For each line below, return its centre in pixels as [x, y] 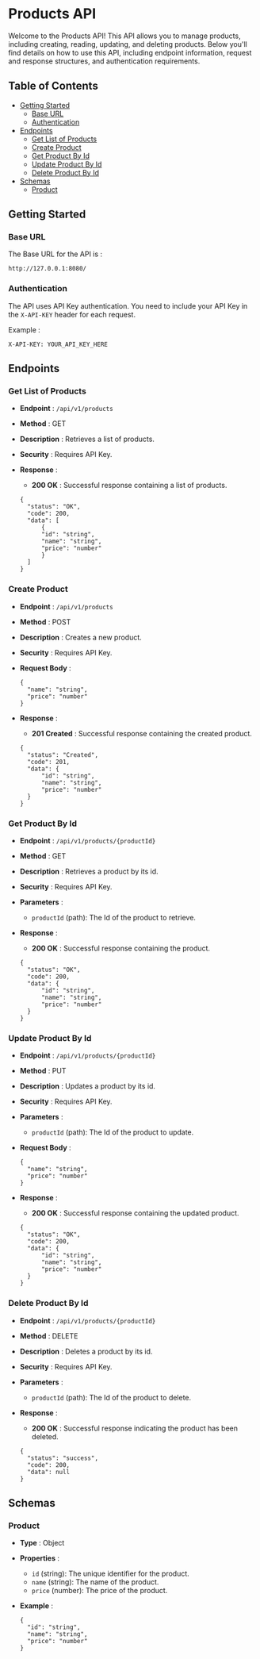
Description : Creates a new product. [81, 637]
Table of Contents [54, 86]
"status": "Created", [63, 755]
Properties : [40, 1558]
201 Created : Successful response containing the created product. [141, 733]
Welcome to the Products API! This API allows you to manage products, [124, 36]
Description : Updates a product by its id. [88, 1086]
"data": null [49, 1472]
